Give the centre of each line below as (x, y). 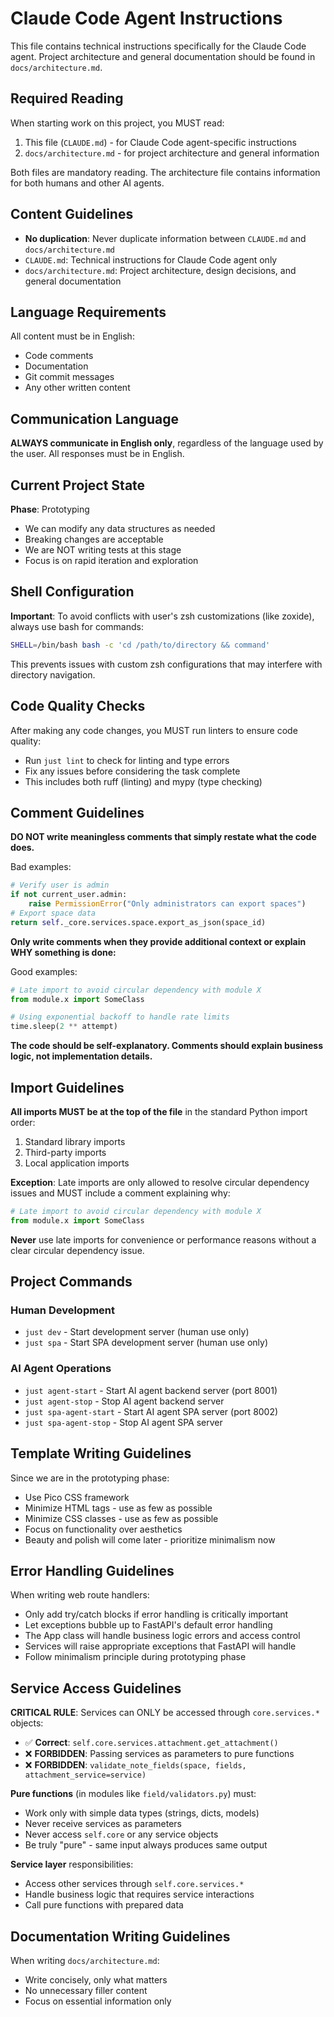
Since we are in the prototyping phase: (90, 1478)
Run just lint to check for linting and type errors (127, 760)
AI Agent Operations (61, 1369)
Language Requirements (88, 312)
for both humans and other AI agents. (87, 183)
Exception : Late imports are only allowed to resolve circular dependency (160, 1182)
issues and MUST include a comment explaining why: (120, 1193)
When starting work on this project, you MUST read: (117, 123)
